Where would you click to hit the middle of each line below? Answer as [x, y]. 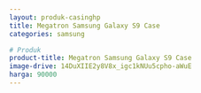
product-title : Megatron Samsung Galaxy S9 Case [100, 58]
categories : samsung [47, 34]
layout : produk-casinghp [55, 17]
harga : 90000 [33, 75]
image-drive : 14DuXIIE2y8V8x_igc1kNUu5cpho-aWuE [100, 66]
